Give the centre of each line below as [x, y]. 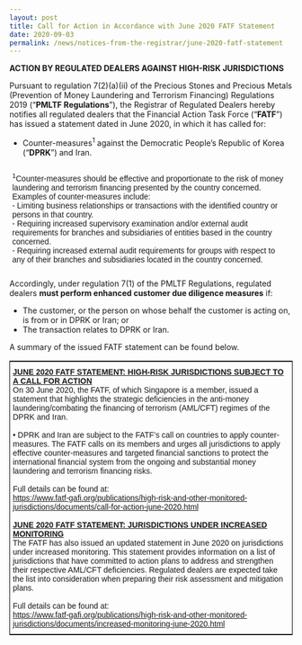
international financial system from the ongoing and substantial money [134, 461]
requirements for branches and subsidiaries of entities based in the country [142, 232]
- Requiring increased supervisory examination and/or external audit [130, 223]
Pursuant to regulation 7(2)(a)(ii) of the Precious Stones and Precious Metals [151, 85]
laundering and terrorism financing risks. [83, 470]
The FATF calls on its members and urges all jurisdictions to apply [165, 443]
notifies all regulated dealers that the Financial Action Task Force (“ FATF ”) [146, 114]
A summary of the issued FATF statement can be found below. [124, 346]
